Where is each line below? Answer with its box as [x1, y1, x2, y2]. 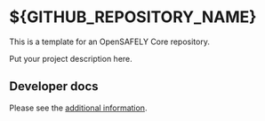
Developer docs [9, 79, 100, 95]
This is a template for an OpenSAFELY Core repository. [9, 36, 211, 47]
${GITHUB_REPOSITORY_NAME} [9, 7, 257, 27]
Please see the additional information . [9, 102, 148, 113]
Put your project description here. [9, 53, 133, 64]
